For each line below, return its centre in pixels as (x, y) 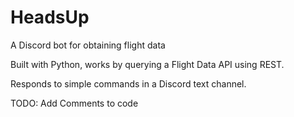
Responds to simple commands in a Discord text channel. (128, 83)
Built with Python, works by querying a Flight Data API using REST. (147, 64)
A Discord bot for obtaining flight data (88, 45)
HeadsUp (50, 17)
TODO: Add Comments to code (74, 103)
